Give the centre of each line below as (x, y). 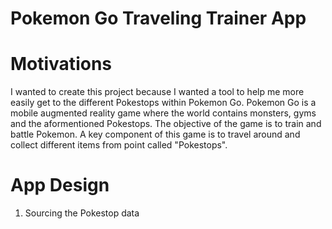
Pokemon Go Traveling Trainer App (158, 18)
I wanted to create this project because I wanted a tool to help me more (157, 92)
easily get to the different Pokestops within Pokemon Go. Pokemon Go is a (163, 103)
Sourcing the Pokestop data (82, 213)
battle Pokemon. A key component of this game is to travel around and (155, 134)
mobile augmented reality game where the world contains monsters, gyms (163, 113)
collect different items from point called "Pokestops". (119, 145)
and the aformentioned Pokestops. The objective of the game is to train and (166, 124)
